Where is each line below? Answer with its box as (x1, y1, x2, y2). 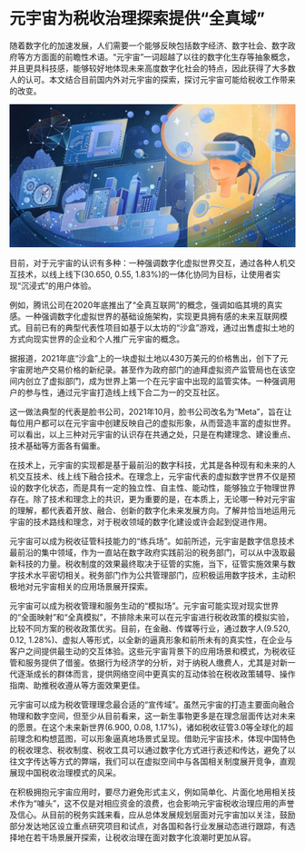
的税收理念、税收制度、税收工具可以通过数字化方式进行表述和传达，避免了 (9, 744, 288, 755)
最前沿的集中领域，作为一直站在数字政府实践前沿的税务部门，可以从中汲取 (9, 547, 288, 558)
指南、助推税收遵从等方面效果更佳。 (9, 679, 145, 690)
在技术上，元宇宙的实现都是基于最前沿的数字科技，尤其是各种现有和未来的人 (9, 460, 296, 470)
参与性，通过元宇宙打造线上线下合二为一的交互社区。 (25, 387, 224, 398)
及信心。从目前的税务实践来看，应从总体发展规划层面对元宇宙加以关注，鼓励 (9, 809, 296, 820)
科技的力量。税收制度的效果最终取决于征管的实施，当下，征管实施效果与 (16, 558, 288, 569)
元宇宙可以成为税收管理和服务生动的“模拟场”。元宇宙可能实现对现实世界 (9, 600, 280, 611)
